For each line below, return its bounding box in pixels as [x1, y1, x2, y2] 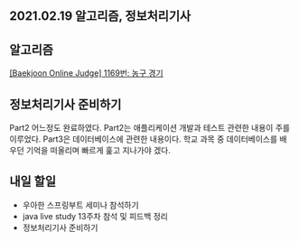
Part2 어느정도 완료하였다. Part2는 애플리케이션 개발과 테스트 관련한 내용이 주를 [9, 123, 291, 134]
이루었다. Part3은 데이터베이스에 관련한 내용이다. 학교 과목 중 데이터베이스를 [9, 134, 278, 144]
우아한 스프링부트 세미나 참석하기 [22, 199, 139, 210]
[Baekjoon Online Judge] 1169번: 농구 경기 [9, 68, 164, 79]
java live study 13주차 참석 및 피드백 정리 [22, 210, 169, 221]
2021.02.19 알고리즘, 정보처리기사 [9, 8, 192, 24]
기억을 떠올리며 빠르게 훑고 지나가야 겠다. [25, 145, 172, 156]
